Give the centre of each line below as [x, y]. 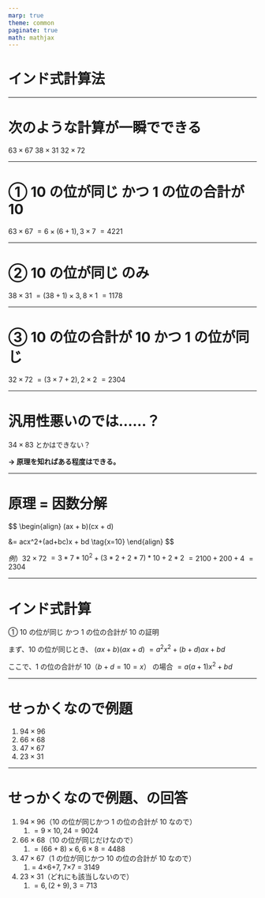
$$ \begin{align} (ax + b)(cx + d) [61, 526]
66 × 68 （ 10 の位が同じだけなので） [78, 840]
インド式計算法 [57, 79]
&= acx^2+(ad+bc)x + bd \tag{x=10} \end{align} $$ [91, 541]
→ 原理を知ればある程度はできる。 [64, 461]
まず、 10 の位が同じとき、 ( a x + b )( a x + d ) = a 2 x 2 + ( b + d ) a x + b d [117, 649]
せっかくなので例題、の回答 [98, 798]
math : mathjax [32, 38]
